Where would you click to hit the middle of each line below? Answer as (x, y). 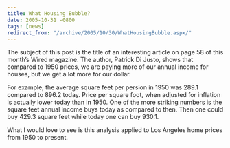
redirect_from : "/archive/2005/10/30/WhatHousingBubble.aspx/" (100, 33)
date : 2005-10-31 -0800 (41, 20)
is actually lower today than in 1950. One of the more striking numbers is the (115, 102)
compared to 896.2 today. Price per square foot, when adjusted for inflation (114, 95)
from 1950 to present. (38, 138)
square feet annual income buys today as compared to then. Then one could (115, 109)
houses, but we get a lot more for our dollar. (69, 74)
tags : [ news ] (26, 26)
